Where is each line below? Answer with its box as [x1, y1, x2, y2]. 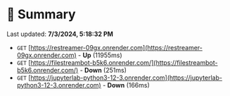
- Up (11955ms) [77, 51, 122, 59]
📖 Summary [6, 6, 76, 23]
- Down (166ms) [102, 80, 151, 89]
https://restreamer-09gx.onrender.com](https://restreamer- [30, 43, 203, 52]
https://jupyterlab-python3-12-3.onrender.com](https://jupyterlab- [30, 73, 223, 82]
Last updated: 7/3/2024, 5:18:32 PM [6, 30, 114, 38]
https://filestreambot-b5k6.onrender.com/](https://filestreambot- [30, 58, 218, 66]
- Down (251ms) [79, 66, 127, 74]
